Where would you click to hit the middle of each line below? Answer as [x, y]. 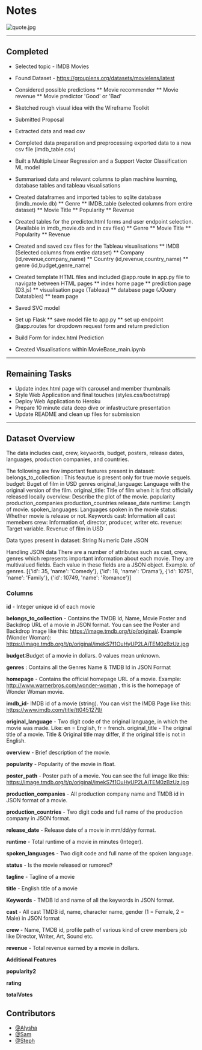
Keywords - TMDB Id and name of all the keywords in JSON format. [90, 900]
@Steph [25, 1041]
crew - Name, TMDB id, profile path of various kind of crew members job [97, 929]
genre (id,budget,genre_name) [53, 265]
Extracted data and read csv [50, 131]
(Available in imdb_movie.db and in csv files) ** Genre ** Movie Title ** [103, 228]
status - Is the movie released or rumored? [60, 865]
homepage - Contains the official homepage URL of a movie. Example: [94, 679]
